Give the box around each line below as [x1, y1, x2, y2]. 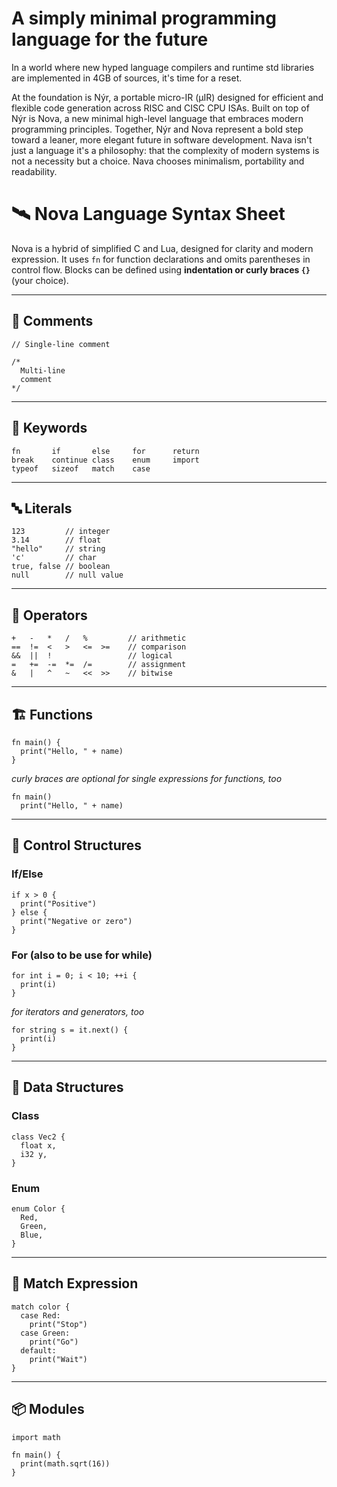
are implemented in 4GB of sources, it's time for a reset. [11, 72, 243, 84]
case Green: [20, 1328, 71, 1338]
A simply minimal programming [11, 7, 277, 30]
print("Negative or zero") [20, 916, 133, 926]
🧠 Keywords [11, 420, 88, 437]
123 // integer [11, 527, 111, 537]
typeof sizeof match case [11, 463, 151, 474]
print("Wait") [29, 1354, 88, 1364]
